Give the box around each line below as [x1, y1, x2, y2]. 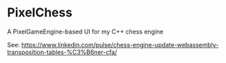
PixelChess [7, 5, 73, 21]
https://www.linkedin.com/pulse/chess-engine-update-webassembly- [21, 40, 219, 49]
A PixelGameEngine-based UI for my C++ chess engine [7, 27, 164, 36]
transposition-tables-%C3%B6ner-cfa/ [7, 48, 118, 56]
